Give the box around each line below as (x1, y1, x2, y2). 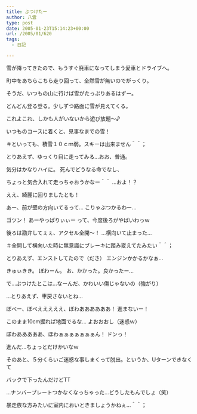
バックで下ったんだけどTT (6, 376, 71, 383)
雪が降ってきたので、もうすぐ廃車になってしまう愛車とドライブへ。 (6, 64, 173, 72)
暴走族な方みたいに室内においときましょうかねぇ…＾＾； (6, 401, 147, 409)
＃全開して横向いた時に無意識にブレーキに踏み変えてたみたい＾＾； (6, 242, 173, 249)
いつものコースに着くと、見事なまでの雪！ (6, 128, 110, 135)
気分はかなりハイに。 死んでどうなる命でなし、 (6, 165, 122, 173)
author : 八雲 (6, 14, 37, 20)
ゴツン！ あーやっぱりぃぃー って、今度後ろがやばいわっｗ (6, 216, 150, 224)
